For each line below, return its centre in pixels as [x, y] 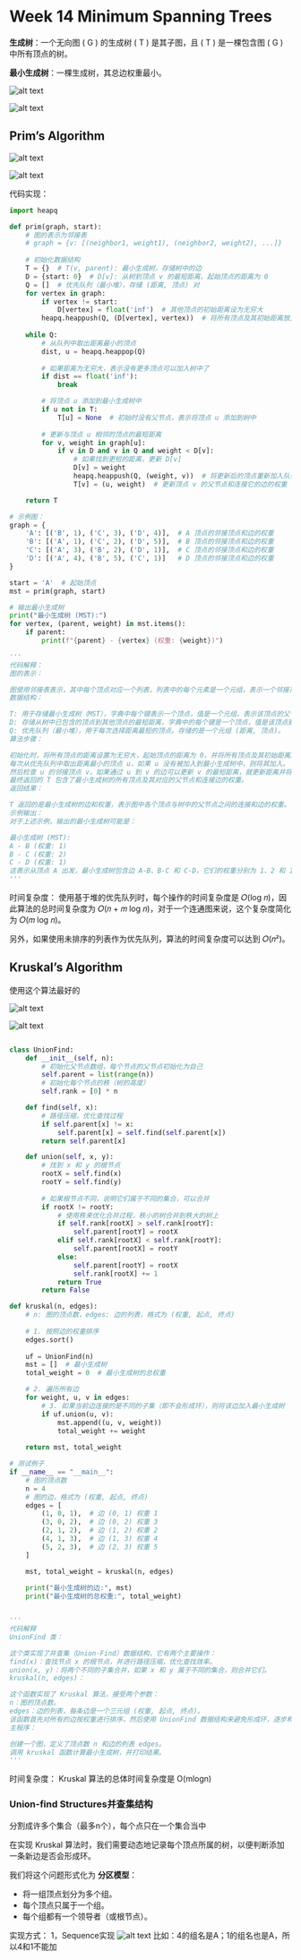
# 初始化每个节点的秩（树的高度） [95, 1083]
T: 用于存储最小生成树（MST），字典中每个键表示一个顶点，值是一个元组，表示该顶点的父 [150, 714]
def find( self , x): [62, 1108]
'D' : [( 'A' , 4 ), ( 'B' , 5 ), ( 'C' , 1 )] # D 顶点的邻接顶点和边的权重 [150, 558]
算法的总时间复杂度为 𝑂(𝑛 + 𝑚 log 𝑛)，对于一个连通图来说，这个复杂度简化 [154, 908]
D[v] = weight [99, 468]
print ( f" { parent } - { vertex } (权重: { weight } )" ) [133, 640]
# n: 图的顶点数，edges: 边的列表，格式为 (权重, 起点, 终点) [130, 1315]
